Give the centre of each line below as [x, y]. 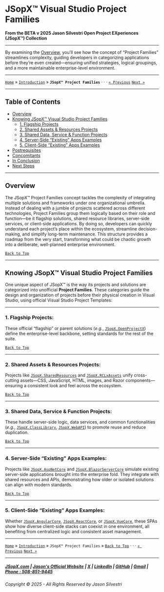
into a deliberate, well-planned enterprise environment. [60, 244]
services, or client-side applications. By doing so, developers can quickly [79, 223]
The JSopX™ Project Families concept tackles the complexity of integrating [80, 197]
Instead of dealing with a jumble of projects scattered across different [75, 208]
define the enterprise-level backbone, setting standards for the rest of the [79, 333]
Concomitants [26, 155]
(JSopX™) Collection [26, 38]
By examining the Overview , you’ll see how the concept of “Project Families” [82, 52]
